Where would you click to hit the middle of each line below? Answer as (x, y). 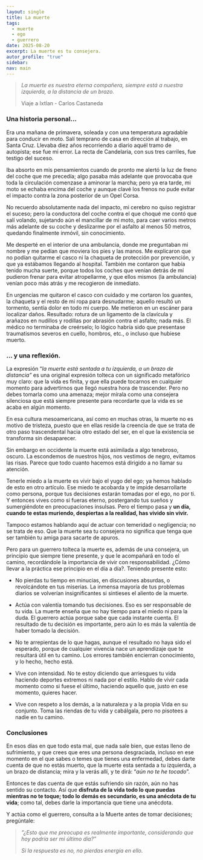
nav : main (19, 68)
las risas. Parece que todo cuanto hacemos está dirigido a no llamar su (94, 463)
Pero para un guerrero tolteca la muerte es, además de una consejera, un (98, 549)
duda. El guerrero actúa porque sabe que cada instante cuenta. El (97, 617)
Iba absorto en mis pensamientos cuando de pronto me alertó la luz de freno (101, 169)
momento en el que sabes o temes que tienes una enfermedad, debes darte (101, 759)
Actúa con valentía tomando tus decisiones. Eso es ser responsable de (103, 605)
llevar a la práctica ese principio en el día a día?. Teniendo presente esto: (97, 568)
